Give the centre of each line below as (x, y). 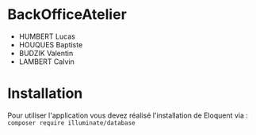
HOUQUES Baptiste (51, 44)
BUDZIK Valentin (46, 53)
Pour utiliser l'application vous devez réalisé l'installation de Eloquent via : (128, 115)
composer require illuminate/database (71, 123)
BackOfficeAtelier (67, 15)
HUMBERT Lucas (47, 36)
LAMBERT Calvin (46, 62)
